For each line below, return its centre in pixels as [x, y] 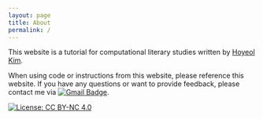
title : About [30, 23]
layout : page [30, 15]
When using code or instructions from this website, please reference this [126, 76]
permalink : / [30, 30]
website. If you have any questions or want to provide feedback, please [124, 84]
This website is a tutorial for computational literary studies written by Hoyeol [132, 52]
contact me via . [59, 92]
